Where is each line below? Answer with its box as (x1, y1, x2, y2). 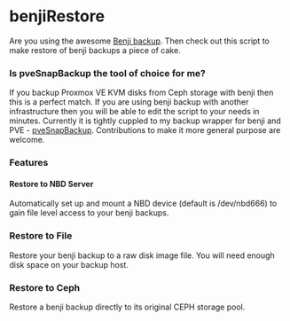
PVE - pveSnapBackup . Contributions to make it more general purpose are (9, 125, 281, 136)
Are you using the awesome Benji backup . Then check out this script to (9, 35, 270, 46)
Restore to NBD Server (9, 178, 94, 189)
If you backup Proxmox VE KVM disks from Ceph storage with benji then (9, 87, 274, 98)
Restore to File (9, 230, 73, 242)
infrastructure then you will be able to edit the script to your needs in (9, 106, 260, 117)
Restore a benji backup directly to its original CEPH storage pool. (9, 301, 246, 312)
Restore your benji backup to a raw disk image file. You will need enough (9, 250, 275, 261)
